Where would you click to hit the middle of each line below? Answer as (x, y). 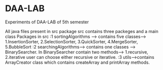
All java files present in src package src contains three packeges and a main (82, 31)
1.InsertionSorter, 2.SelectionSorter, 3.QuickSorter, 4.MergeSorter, (71, 41)
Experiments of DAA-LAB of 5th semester (47, 22)
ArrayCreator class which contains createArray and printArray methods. (78, 62)
